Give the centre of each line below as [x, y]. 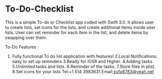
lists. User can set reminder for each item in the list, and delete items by [77, 32]
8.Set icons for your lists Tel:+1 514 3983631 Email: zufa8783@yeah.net [83, 71]
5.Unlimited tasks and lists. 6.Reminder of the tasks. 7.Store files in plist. [84, 66]
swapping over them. [26, 38]
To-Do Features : [22, 47]
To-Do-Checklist [39, 9]
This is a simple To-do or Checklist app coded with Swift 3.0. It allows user [80, 22]
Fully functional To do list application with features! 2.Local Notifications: [85, 56]
